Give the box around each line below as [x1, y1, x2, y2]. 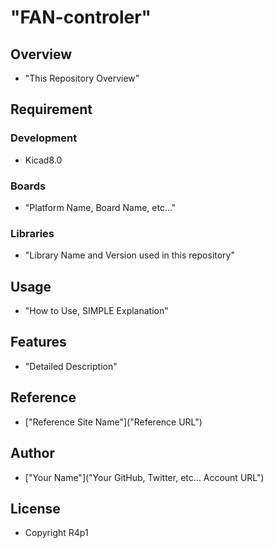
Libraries [10, 226, 55, 240]
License [10, 500, 61, 517]
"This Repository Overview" [24, 72, 140, 84]
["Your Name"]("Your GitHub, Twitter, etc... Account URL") [24, 471, 265, 483]
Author [10, 445, 55, 462]
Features [10, 334, 67, 351]
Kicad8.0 [24, 154, 63, 166]
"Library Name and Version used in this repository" [24, 249, 235, 261]
